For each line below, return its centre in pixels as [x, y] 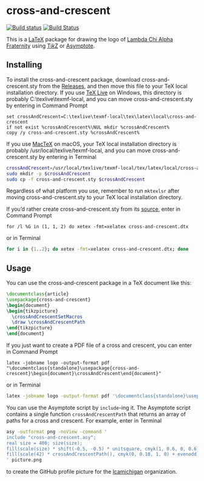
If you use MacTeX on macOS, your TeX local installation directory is [92, 144]
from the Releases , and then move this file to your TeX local [113, 86]
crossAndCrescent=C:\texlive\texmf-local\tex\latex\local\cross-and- [107, 116]
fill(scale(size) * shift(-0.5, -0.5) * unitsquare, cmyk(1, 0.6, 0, [96, 449]
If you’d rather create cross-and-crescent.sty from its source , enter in [93, 209]
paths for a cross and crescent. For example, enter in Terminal [84, 420]
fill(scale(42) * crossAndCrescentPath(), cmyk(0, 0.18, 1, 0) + [90, 454]
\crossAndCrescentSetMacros [47, 317]
